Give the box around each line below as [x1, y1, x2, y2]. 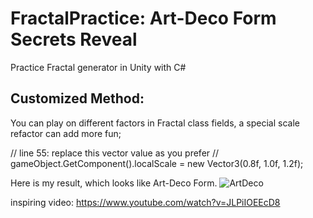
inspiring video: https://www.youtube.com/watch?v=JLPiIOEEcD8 [10, 196, 281, 208]
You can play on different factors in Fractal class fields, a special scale [10, 117, 300, 129]
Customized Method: [10, 90, 145, 107]
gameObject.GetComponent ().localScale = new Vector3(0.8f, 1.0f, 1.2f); [10, 157, 304, 169]
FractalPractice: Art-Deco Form [10, 7, 277, 30]
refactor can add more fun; [10, 127, 122, 139]
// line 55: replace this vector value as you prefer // [10, 147, 220, 159]
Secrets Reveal [10, 28, 138, 51]
